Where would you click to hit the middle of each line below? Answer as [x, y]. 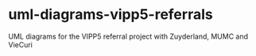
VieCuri [21, 44]
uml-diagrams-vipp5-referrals [111, 15]
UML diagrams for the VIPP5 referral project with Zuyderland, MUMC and [128, 36]
